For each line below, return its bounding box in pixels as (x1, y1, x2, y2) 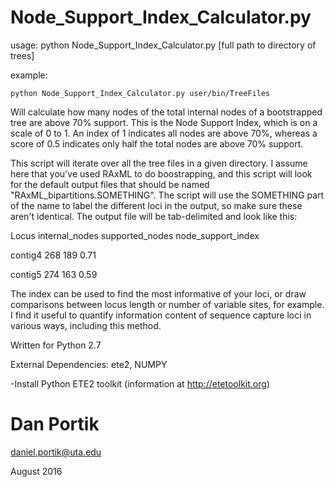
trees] (10, 49, 35, 61)
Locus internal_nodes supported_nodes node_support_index (10, 229, 260, 241)
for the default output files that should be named (10, 178, 210, 190)
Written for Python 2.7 (10, 339, 102, 351)
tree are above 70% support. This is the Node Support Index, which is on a (10, 116, 318, 128)
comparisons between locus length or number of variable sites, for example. (10, 298, 325, 310)
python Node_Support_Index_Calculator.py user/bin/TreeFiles (10, 88, 271, 98)
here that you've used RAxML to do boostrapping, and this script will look (10, 167, 313, 180)
